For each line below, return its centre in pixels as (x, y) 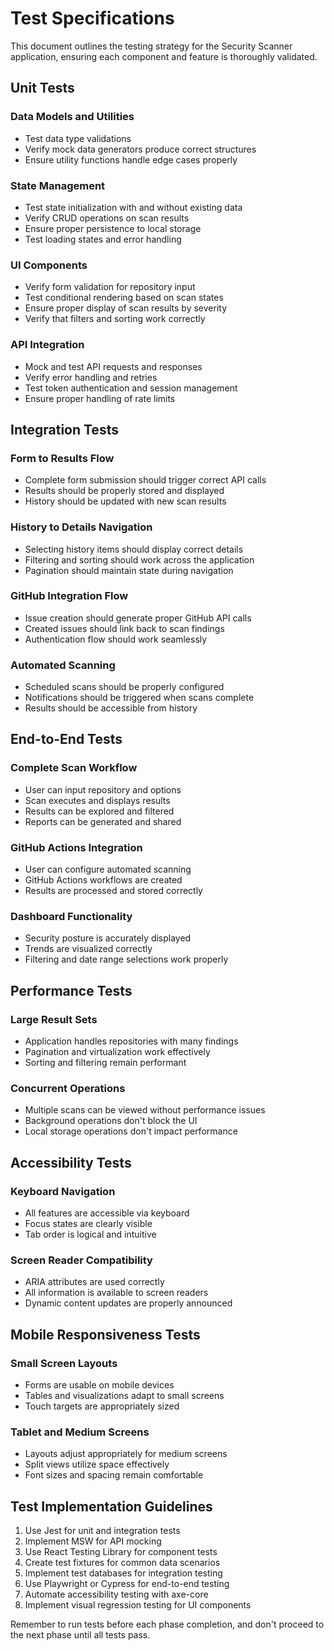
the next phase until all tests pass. (80, 1635)
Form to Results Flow (62, 458)
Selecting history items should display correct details (134, 549)
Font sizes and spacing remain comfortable (114, 1475)
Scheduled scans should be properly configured (124, 687)
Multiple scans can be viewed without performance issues (145, 1110)
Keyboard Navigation (63, 1191)
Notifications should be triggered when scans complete (139, 698)
